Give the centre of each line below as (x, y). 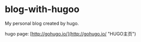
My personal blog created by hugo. (42, 23)
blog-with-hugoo (42, 9)
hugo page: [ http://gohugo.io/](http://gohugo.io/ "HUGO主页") (70, 33)
